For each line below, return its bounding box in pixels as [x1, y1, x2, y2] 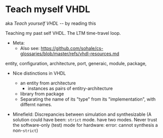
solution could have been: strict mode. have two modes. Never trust [12, 116, 157, 122]
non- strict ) [12, 127, 38, 133]
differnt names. [20, 101, 52, 107]
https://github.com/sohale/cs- [40, 45, 104, 51]
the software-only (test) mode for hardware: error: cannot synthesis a [12, 122, 158, 128]
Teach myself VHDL [5, 4, 90, 15]
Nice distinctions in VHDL [12, 70, 66, 76]
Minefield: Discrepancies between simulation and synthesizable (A [12, 111, 152, 117]
